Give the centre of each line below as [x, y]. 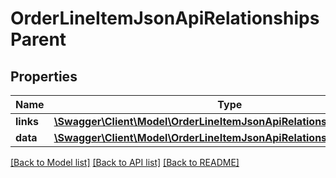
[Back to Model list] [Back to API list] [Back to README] [125, 162]
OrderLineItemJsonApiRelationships [165, 18]
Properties [44, 76]
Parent [38, 39]
